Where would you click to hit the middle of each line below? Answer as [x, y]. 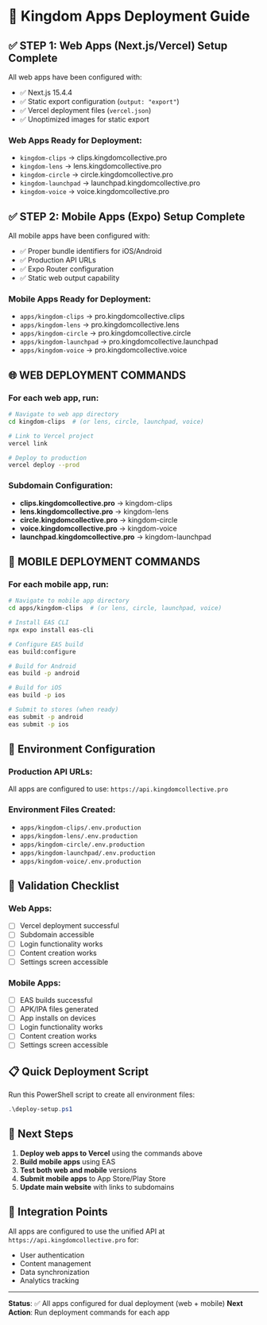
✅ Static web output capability [70, 278]
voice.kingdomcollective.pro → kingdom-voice [98, 528]
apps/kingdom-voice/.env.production [80, 861]
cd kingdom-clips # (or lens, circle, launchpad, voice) [106, 422]
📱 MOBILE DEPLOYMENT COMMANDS [104, 562]
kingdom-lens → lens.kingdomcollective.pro [91, 166]
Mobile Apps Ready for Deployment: [80, 299]
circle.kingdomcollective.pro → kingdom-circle [99, 519]
